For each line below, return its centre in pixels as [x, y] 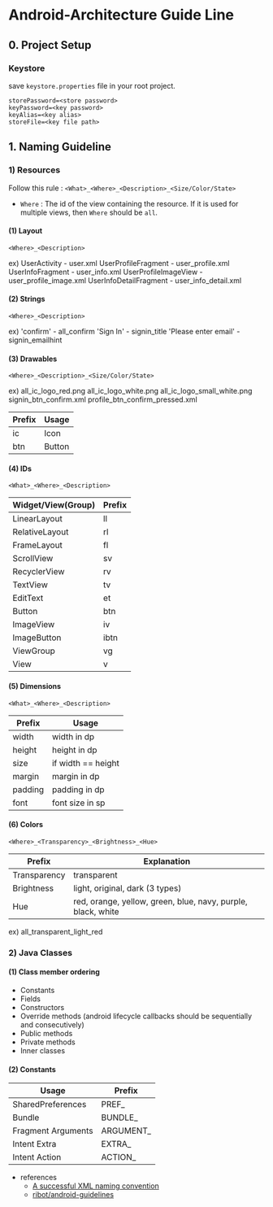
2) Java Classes [41, 952]
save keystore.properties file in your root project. [92, 85]
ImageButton [37, 638]
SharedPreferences [50, 1105]
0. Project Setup [50, 45]
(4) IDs [20, 468]
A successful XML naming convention [96, 1186]
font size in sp [78, 803]
